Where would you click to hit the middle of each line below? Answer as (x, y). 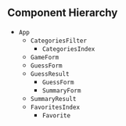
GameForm (45, 57)
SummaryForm (61, 90)
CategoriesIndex (68, 49)
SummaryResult (53, 99)
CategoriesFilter (59, 41)
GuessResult (50, 74)
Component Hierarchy (63, 13)
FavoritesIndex (55, 107)
